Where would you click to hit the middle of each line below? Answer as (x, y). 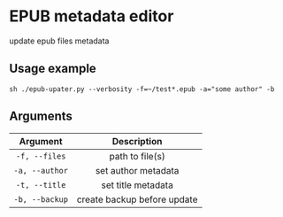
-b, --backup (41, 199)
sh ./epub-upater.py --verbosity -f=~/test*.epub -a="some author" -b (142, 89)
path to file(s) (137, 156)
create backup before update (137, 199)
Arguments (41, 116)
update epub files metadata (59, 41)
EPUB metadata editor (92, 16)
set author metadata (137, 170)
